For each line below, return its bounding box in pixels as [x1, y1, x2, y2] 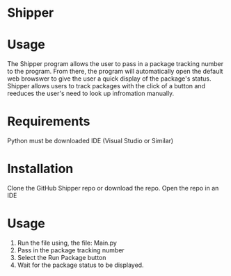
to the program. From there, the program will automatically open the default [7, 67, 223, 76]
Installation [7, 161, 74, 177]
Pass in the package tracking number [17, 245, 125, 254]
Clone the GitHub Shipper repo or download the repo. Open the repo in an [7, 184, 219, 192]
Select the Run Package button [17, 253, 106, 261]
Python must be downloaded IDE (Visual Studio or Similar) [7, 137, 174, 145]
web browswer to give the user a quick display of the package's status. [7, 74, 212, 83]
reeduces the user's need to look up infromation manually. [7, 89, 175, 98]
